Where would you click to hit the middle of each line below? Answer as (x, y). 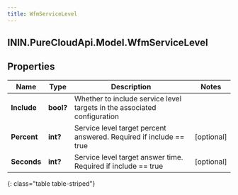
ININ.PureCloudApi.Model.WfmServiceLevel (108, 43)
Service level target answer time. (129, 157)
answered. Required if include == (129, 137)
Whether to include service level (128, 99)
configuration (96, 116)
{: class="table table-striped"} (51, 183)
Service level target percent (120, 128)
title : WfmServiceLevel (42, 14)
